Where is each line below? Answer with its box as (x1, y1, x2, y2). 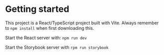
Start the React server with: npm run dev (5, 35, 87, 41)
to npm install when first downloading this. (5, 25, 94, 31)
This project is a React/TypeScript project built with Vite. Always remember (5, 20, 159, 26)
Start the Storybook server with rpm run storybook (5, 44, 109, 50)
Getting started (5, 3, 70, 15)
